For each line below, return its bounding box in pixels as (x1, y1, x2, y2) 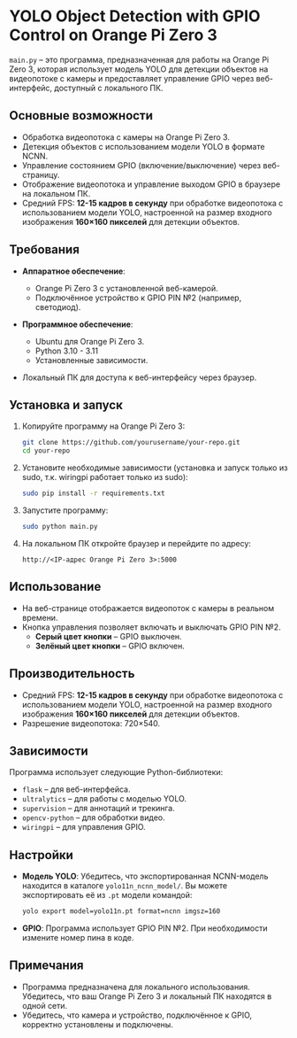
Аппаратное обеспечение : (21, 266, 126, 276)
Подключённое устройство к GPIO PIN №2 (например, (34, 292, 242, 303)
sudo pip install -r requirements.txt (21, 489, 165, 498)
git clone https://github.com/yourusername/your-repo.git (21, 438, 240, 447)
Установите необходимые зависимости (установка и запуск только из (21, 462, 288, 473)
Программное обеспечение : (21, 319, 133, 329)
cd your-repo (21, 446, 71, 455)
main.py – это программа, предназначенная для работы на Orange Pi (9, 54, 270, 65)
